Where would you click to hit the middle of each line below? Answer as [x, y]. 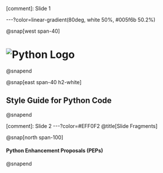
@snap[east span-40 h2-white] [44, 82]
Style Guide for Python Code [59, 101]
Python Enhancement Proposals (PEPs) [55, 151]
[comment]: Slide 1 [29, 8]
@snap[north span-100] [35, 137]
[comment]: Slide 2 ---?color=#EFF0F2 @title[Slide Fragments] [82, 126]
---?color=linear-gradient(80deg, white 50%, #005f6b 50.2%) [81, 20]
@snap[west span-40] [33, 31]
